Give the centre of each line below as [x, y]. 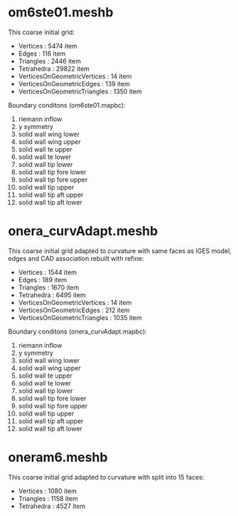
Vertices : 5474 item [48, 46]
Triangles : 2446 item [49, 61]
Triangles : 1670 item [49, 287]
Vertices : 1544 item [48, 272]
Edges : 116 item [42, 53]
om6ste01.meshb [61, 12]
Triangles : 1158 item [48, 498]
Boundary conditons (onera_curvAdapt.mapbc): [78, 331]
